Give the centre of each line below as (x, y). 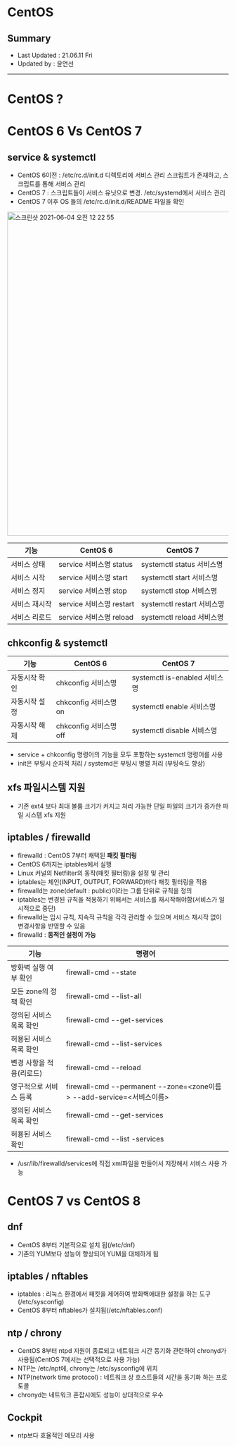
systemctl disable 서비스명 (175, 730)
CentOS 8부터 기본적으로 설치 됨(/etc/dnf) (76, 1244)
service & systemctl (52, 157)
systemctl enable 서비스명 (174, 707)
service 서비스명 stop (93, 591)
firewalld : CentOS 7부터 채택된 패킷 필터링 (77, 855)
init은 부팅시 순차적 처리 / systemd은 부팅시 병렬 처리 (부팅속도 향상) (111, 763)
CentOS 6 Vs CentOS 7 (75, 131)
